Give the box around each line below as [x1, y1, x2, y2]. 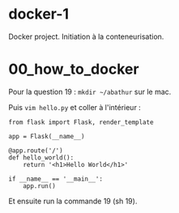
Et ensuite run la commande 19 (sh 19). [8, 196, 138, 206]
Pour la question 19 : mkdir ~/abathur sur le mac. [8, 87, 172, 96]
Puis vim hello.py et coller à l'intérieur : [8, 102, 142, 112]
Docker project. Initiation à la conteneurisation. [8, 32, 164, 41]
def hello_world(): [8, 153, 75, 162]
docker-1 [8, 5, 70, 23]
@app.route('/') [8, 147, 63, 155]
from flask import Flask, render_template [8, 118, 154, 126]
